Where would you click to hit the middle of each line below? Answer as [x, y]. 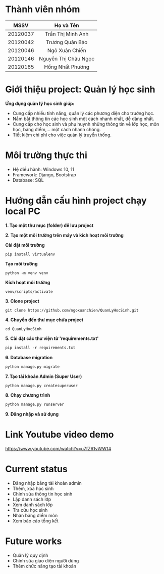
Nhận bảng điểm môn [35, 516]
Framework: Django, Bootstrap [44, 175]
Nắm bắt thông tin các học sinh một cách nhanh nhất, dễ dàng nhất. [83, 119]
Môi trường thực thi [46, 155]
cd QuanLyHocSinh [23, 329]
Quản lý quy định [30, 555]
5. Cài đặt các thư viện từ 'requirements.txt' [52, 338]
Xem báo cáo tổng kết [36, 521]
